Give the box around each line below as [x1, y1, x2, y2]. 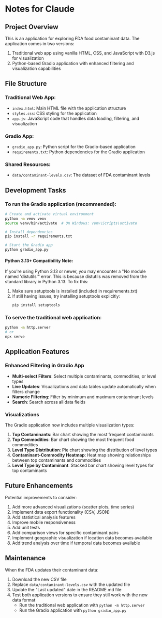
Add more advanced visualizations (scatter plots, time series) [12, 504, 134, 510]
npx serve [5, 334, 25, 339]
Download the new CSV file [12, 576, 67, 582]
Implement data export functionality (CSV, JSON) [12, 509, 110, 515]
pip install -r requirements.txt [5, 234, 73, 239]
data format [12, 597, 36, 602]
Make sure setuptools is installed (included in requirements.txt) [12, 288, 138, 294]
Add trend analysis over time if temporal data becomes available [12, 540, 140, 546]
